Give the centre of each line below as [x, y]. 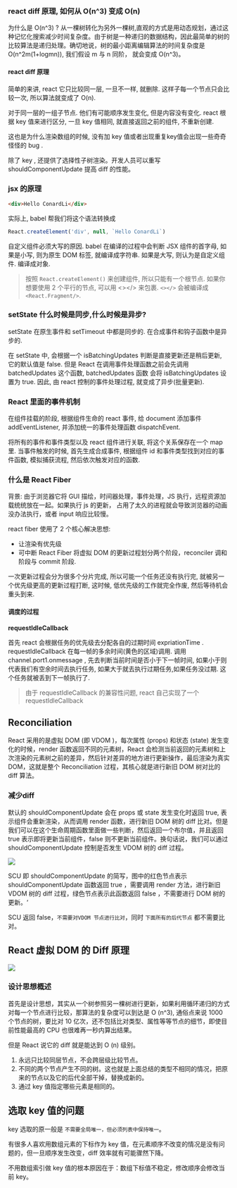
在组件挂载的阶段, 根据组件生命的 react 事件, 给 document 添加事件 [105, 419]
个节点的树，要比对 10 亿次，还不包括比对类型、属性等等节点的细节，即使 [115, 1021]
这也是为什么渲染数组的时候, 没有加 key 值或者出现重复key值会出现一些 [111, 136]
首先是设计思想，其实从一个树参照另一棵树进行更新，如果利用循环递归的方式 [119, 1003]
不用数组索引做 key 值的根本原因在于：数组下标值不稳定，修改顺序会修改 [113, 1168]
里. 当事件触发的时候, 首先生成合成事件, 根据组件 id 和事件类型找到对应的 [113, 451]
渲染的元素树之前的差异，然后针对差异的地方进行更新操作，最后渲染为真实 [122, 758]
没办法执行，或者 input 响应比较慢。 [60, 514]
